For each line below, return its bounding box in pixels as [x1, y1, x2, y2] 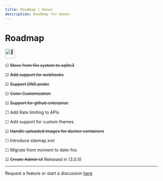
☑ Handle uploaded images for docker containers [5, 128, 104, 134]
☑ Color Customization [5, 91, 51, 97]
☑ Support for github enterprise [5, 100, 69, 106]
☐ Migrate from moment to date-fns [5, 147, 77, 153]
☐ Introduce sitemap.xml [5, 138, 55, 144]
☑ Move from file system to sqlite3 [5, 63, 75, 68]
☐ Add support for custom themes [5, 119, 74, 125]
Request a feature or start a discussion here [5, 170, 93, 176]
